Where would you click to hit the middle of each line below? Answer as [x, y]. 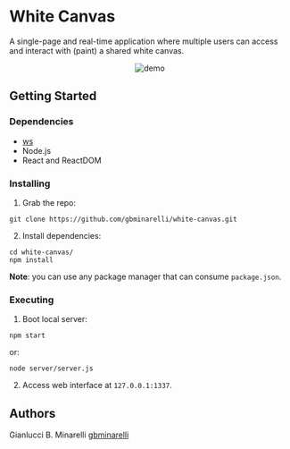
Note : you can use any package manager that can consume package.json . [145, 276]
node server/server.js [51, 369]
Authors [33, 413]
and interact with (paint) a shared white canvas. [97, 50]
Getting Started [53, 96]
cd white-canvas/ [41, 252]
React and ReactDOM [62, 160]
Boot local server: [54, 319]
